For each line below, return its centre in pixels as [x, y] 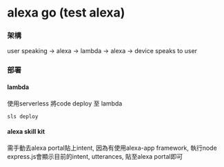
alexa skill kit [26, 132]
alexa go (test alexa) [66, 13]
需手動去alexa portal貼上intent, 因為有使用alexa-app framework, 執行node [112, 148]
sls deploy [23, 116]
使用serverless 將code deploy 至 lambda [65, 103]
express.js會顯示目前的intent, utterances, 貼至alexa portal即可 [95, 156]
